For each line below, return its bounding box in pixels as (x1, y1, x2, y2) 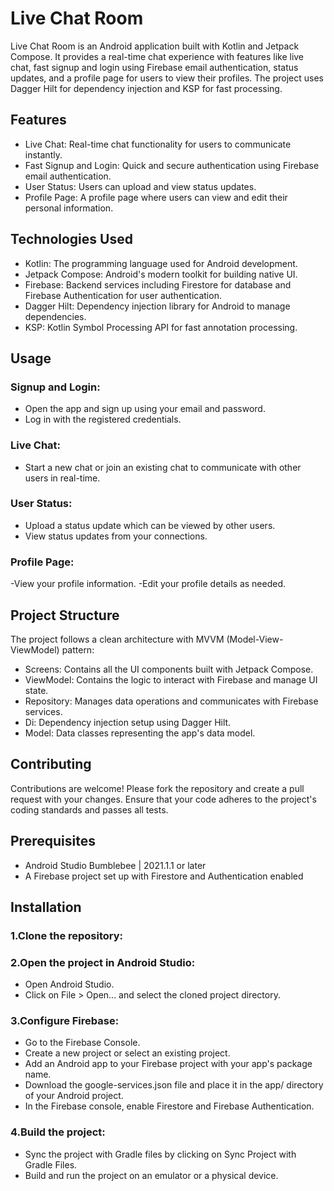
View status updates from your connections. (24, 530, 208, 542)
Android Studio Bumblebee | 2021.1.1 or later (24, 859, 207, 871)
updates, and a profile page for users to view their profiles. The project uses (10, 72, 324, 84)
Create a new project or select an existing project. (24, 1047, 231, 1059)
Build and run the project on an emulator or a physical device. (24, 1169, 279, 1181)
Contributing (10, 756, 92, 773)
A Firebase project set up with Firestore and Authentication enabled (24, 870, 304, 882)
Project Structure (10, 607, 120, 624)
